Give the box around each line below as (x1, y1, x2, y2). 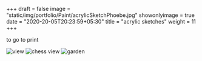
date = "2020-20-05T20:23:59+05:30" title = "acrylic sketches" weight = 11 (6, 18, 196, 25)
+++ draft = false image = (6, 5, 71, 12)
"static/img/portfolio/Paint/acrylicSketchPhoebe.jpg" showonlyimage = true (6, 11, 195, 19)
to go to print (6, 36, 39, 43)
